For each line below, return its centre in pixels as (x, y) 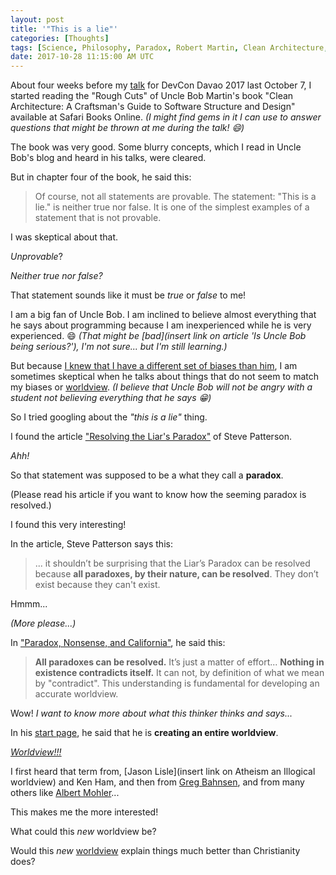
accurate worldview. (76, 694)
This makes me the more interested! (84, 812)
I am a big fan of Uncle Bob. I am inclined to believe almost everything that (163, 315)
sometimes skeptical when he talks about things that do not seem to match (165, 377)
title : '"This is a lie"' (64, 29)
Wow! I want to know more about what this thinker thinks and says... (151, 713)
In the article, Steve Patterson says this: (91, 544)
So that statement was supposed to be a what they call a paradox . (147, 475)
